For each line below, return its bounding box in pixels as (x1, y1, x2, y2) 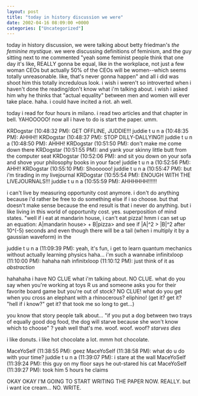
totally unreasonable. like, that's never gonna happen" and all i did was (7, 73, 179, 80)
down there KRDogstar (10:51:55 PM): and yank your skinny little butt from (7, 146, 187, 154)
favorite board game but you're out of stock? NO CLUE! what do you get (7, 288, 183, 295)
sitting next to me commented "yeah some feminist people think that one (7, 54, 184, 61)
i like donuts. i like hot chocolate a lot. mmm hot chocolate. (7, 336, 150, 343)
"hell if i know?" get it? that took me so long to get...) (7, 301, 135, 308)
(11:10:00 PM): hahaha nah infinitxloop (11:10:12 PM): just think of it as (7, 257, 175, 264)
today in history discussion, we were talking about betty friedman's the (7, 41, 180, 49)
